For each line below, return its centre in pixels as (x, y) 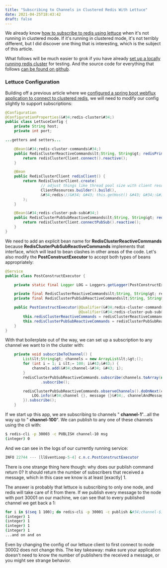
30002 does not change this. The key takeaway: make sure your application (83, 550)
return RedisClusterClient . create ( (60, 181)
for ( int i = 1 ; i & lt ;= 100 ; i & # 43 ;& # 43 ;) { (71, 364)
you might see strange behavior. (38, 560)
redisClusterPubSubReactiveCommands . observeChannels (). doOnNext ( (92, 391)
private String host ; (36, 126)
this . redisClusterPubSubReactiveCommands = (69, 321)
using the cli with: (23, 425)
